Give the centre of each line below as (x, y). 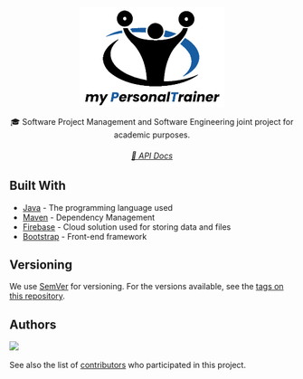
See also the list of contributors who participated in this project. (128, 365)
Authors (33, 324)
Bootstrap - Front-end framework (85, 236)
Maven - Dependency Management (89, 217)
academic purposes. (152, 135)
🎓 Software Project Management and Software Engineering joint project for (152, 121)
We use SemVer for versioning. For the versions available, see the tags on (147, 287)
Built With (38, 186)
